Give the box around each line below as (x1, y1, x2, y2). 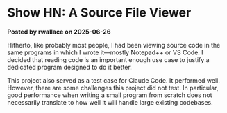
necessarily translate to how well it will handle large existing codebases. (7, 98, 213, 106)
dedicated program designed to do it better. (7, 63, 132, 71)
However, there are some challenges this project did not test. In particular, (7, 83, 219, 92)
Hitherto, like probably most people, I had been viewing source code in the (7, 41, 221, 49)
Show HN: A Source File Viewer (7, 5, 192, 21)
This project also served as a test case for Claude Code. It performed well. (7, 76, 220, 84)
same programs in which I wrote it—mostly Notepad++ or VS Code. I (7, 48, 203, 56)
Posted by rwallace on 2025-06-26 (7, 28, 111, 36)
